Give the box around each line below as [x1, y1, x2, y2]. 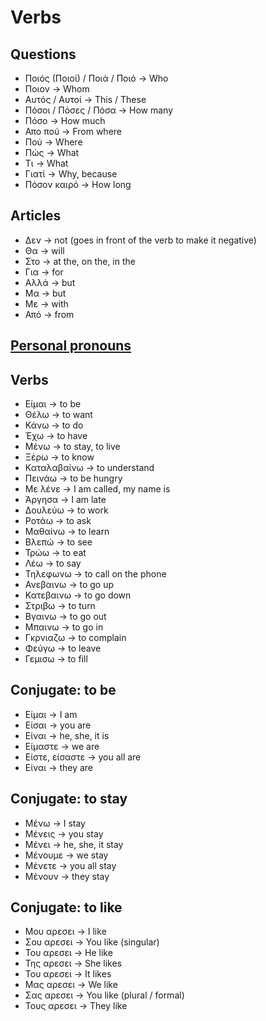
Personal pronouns [10, 337, 132, 355]
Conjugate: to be [10, 682, 117, 699]
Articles [10, 207, 62, 225]
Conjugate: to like [10, 899, 123, 916]
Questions [10, 46, 77, 63]
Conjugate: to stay [10, 791, 128, 808]
